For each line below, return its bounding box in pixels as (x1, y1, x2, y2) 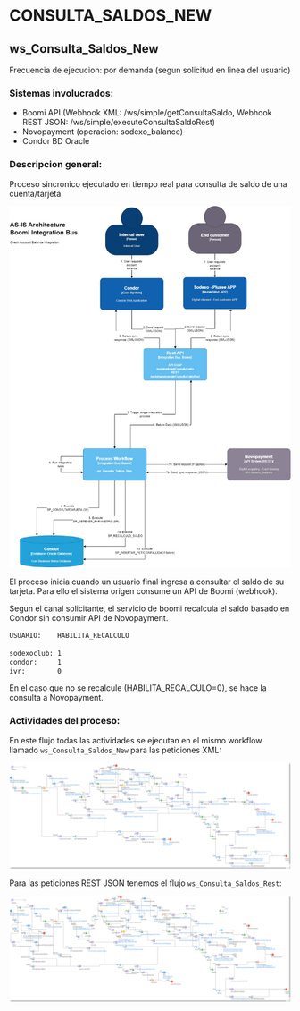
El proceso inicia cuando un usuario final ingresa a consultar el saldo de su (9, 576, 285, 587)
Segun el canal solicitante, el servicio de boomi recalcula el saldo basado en (9, 603, 290, 614)
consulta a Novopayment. (9, 692, 104, 703)
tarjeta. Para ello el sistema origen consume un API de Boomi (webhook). (9, 586, 279, 597)
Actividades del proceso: (9, 715, 121, 727)
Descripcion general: (9, 158, 103, 171)
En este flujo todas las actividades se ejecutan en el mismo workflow (9, 735, 262, 745)
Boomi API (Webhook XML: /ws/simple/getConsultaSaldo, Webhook (21, 107, 272, 118)
